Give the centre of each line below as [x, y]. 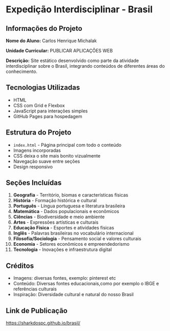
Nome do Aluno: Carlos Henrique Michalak [51, 41]
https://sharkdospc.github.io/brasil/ [43, 323]
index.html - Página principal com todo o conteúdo [67, 145]
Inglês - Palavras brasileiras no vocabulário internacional [73, 233]
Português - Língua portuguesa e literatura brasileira [69, 206]
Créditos [20, 266]
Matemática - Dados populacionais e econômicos [66, 211]
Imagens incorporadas [37, 150]
